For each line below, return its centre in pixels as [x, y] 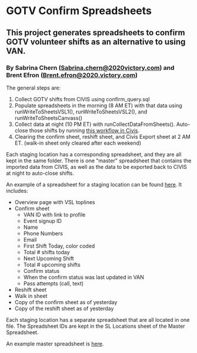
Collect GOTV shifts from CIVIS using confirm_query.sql [82, 99]
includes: [17, 191]
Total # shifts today [47, 252]
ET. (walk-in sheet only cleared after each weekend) [78, 143]
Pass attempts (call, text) [54, 283]
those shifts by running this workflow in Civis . [84, 130]
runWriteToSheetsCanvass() [49, 118]
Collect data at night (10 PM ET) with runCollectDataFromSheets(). [95, 124]
